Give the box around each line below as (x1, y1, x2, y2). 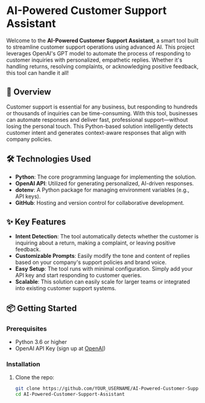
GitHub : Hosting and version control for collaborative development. (15, 199, 185, 206)
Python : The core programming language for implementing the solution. (15, 173, 196, 180)
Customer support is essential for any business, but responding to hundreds (6, 103, 198, 110)
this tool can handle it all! (6, 69, 69, 76)
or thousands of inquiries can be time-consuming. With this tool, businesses (6, 109, 198, 116)
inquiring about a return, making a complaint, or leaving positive (15, 239, 176, 247)
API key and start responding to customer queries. (15, 272, 142, 279)
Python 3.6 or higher (15, 338, 67, 346)
